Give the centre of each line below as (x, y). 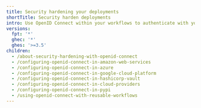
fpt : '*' (22, 34)
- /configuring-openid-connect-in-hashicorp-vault (76, 79)
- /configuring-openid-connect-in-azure (63, 67)
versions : (19, 28)
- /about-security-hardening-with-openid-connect (74, 56)
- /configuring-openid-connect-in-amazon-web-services (81, 62)
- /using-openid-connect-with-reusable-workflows (74, 95)
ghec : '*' (24, 40)
